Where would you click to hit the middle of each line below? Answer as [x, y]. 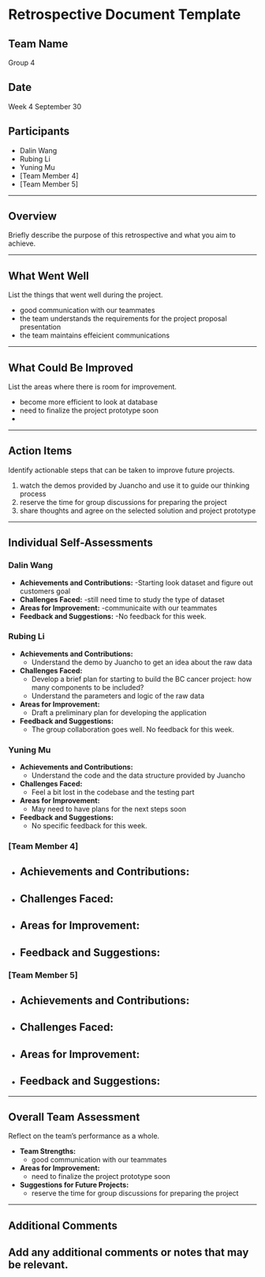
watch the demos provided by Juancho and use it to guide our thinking [134, 485]
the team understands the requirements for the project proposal [123, 318]
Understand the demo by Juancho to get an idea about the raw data [142, 662]
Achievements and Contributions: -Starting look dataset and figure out [136, 582]
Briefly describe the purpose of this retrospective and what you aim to [122, 235]
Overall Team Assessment [74, 1117]
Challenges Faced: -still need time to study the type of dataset [122, 599]
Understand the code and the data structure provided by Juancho [138, 775]
